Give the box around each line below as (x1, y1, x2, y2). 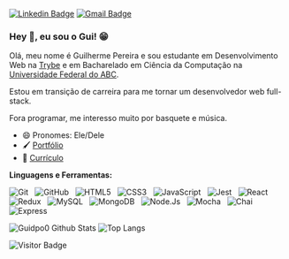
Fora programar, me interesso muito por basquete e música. (9, 113, 228, 124)
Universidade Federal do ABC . (9, 69, 119, 80)
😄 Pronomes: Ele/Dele (21, 130, 104, 141)
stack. (9, 95, 32, 106)
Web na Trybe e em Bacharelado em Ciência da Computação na (9, 60, 243, 71)
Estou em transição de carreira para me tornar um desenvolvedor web (9, 87, 265, 97)
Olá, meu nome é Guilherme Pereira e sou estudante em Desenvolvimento (9, 50, 278, 61)
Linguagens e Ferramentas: (9, 170, 113, 180)
